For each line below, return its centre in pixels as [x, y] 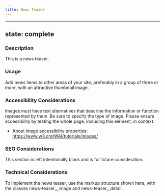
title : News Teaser [25, 10]
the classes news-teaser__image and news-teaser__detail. [64, 188]
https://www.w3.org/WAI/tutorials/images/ [55, 136]
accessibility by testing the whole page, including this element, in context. [80, 121]
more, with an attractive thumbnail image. [47, 87]
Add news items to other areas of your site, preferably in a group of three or [82, 82]
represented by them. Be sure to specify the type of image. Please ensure [80, 116]
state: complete [30, 34]
